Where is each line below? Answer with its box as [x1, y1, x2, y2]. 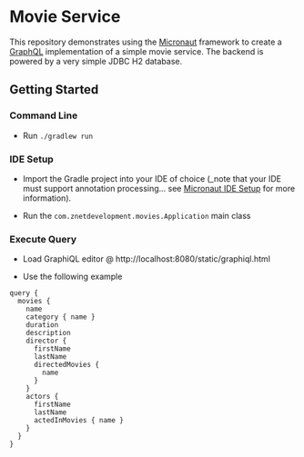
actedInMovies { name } [33, 416, 125, 425]
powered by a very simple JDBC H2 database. [9, 55, 183, 66]
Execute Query [9, 233, 77, 245]
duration [25, 321, 59, 330]
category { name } [25, 313, 96, 322]
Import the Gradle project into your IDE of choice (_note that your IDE [22, 173, 282, 184]
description [25, 329, 71, 338]
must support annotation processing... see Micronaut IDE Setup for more [22, 183, 296, 194]
